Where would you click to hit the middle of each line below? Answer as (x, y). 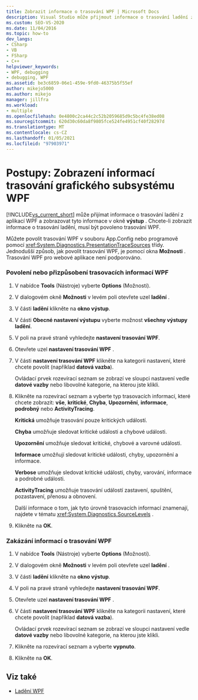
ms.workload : (22, 105)
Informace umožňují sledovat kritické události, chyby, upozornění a (96, 454)
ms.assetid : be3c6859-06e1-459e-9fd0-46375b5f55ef (70, 83)
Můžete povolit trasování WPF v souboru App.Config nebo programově (92, 238)
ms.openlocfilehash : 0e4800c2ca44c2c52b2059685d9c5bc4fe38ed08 (85, 116)
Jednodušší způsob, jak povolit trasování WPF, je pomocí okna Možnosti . (96, 251)
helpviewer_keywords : (33, 67)
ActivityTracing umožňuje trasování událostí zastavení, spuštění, (93, 490)
